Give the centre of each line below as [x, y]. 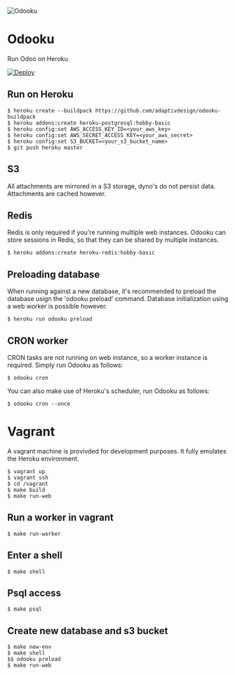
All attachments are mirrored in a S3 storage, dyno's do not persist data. [112, 186]
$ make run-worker [34, 534]
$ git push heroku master [45, 148]
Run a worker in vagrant [60, 518]
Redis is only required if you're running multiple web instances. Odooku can [117, 233]
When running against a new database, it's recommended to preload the [112, 291]
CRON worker [38, 341]
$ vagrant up [26, 471]
